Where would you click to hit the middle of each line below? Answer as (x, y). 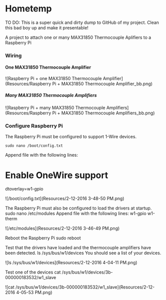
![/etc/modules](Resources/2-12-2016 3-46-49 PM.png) (62, 228)
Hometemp (28, 9)
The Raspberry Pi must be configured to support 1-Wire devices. (71, 137)
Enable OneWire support (56, 175)
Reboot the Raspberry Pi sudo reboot (43, 238)
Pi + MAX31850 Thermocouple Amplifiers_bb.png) (104, 113)
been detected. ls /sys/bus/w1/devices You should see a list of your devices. (83, 253)
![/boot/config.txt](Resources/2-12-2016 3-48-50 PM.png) (65, 199)
